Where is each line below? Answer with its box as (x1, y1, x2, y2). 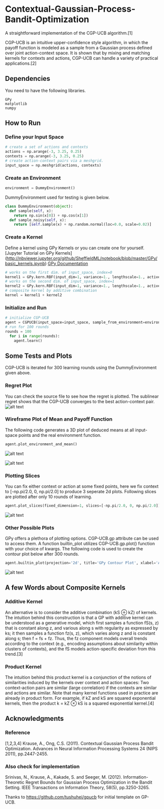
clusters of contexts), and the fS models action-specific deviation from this (5, 645, 156, 652)
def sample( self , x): (9, 208, 54, 214)
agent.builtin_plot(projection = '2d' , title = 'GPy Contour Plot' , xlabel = (5, 561, 156, 566)
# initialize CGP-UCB (5, 315, 49, 320)
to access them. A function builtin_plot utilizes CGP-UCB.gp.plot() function (5, 541, 155, 547)
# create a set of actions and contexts (5, 144, 89, 150)
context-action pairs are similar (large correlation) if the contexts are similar (5, 685, 157, 691)
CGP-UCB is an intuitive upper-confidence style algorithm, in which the (5, 39, 148, 45)
